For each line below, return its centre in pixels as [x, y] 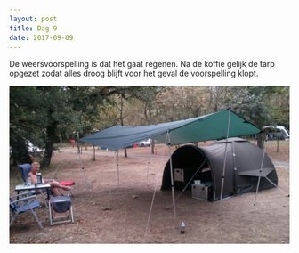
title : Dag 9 [33, 28]
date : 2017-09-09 [41, 37]
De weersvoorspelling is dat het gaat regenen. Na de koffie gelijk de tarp [142, 64]
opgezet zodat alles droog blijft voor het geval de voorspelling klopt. [134, 73]
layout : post [33, 19]
